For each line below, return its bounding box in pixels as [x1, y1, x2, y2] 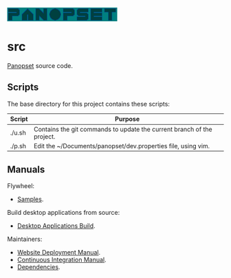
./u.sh [10, 128, 26, 137]
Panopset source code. [7, 61, 74, 69]
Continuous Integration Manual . [16, 255, 107, 264]
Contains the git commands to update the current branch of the [33, 125, 212, 133]
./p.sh [10, 141, 26, 150]
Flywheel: [7, 182, 35, 190]
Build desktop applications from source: [7, 209, 120, 217]
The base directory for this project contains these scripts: [7, 100, 170, 108]
